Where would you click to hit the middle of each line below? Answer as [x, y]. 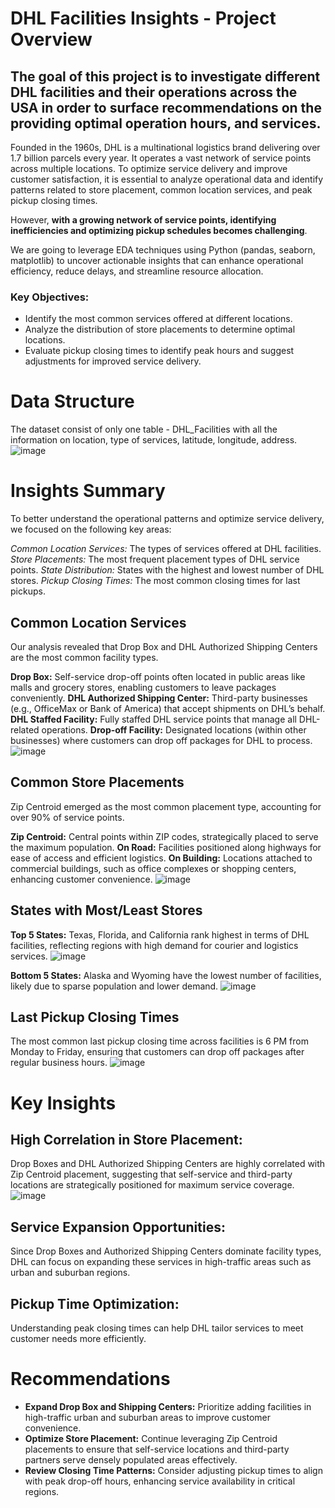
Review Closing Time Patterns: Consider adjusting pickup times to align [173, 1470]
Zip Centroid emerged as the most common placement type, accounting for [166, 806]
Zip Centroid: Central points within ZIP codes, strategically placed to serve [164, 836]
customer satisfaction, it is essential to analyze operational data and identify [167, 179]
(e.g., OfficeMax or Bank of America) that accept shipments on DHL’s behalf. [168, 708]
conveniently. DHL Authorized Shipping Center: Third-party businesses [159, 698]
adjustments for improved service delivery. [113, 361]
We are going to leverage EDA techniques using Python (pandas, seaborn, [163, 250]
